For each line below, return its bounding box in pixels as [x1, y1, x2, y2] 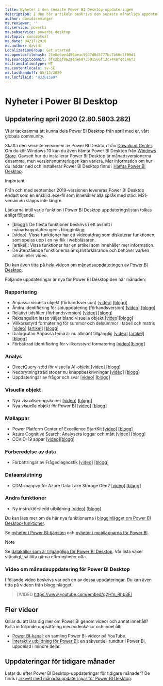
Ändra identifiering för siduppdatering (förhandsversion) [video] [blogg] [12, 305, 156, 311]
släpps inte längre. [26, 197, 63, 203]
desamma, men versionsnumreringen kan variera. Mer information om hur [5, 158, 153, 164]
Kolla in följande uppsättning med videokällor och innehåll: [5, 623, 122, 629]
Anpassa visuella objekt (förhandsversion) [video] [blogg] [12, 300, 128, 306]
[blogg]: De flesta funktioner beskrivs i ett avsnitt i [12, 222, 113, 227]
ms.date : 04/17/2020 [5, 39, 47, 44]
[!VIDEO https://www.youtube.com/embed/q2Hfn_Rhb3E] [16, 591, 132, 598]
